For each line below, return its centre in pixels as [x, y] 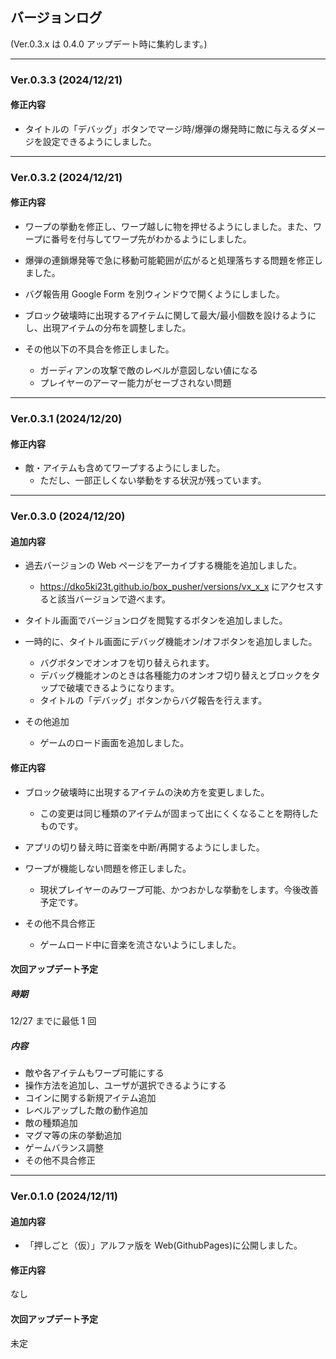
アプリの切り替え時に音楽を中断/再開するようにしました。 [144, 847]
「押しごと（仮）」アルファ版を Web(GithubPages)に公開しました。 [163, 1245]
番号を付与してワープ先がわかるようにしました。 [151, 239]
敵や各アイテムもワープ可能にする [94, 1073]
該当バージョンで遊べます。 [114, 599]
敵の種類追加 [51, 1123]
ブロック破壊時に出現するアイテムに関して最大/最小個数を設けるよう [166, 315]
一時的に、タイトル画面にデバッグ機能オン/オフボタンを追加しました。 [171, 642]
